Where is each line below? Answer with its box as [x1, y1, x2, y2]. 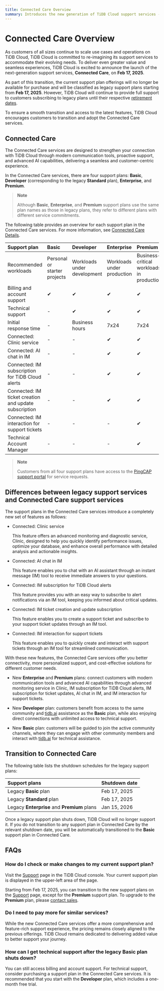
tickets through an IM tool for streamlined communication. [12, 645, 129, 651]
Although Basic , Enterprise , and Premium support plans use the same [17, 202, 160, 208]
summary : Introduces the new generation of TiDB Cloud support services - [5, 12, 161, 17]
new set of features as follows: [5, 514, 67, 520]
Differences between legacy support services [5, 488, 147, 496]
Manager [7, 447, 28, 454]
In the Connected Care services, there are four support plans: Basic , [5, 173, 143, 178]
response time [7, 325, 41, 332]
